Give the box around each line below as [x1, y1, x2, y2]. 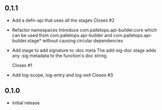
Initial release [12, 99, 40, 105]
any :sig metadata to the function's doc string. [12, 52, 108, 58]
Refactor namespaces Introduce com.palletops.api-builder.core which [12, 27, 157, 33]
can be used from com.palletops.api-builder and [12, 32, 113, 38]
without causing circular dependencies [42, 37, 123, 43]
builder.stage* [12, 37, 42, 43]
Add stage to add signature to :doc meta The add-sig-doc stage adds [12, 47, 156, 53]
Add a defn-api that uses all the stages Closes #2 [12, 17, 115, 23]
